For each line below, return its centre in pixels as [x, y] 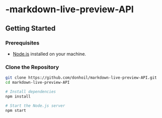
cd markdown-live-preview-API [38, 83]
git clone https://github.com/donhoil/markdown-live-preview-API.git [81, 78]
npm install [18, 96]
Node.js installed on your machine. [49, 54]
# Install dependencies [31, 91]
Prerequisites [22, 43]
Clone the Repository [32, 67]
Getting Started [31, 28]
